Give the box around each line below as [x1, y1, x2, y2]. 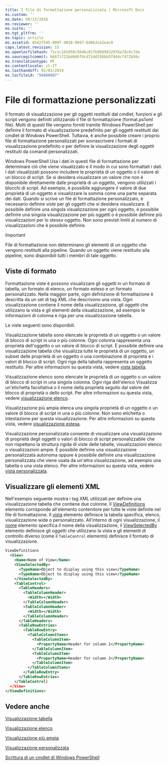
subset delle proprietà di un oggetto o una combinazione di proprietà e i [5, 353, 154, 359]
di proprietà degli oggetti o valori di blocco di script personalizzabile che [5, 436, 155, 442]
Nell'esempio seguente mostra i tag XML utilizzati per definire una [5, 496, 141, 502]
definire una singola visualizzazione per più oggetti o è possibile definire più [5, 212, 162, 218]
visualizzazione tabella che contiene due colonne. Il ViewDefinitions [5, 501, 145, 507]
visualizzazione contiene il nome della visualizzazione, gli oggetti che [5, 302, 148, 308]
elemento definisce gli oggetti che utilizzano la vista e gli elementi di [5, 528, 146, 534]
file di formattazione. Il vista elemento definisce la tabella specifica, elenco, [5, 512, 161, 518]
